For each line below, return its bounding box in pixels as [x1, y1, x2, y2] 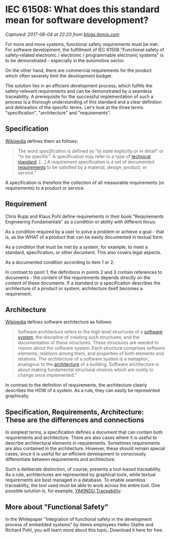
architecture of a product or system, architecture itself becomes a [5, 285, 143, 291]
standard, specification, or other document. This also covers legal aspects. [5, 249, 162, 255]
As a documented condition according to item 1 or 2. [5, 259, 115, 265]
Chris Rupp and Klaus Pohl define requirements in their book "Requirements [5, 213, 164, 219]
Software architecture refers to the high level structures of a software [17, 329, 163, 335]
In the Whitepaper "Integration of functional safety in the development [5, 516, 152, 522]
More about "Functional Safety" [5, 502, 109, 511]
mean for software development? [5, 14, 149, 26]
